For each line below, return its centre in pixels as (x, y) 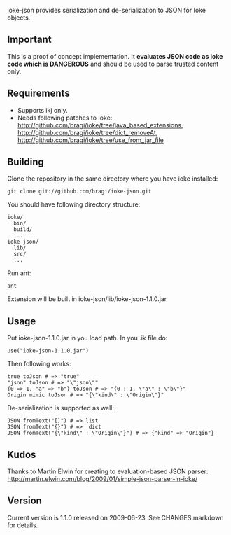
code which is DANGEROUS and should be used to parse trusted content (113, 64)
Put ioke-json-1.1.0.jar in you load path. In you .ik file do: (87, 338)
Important (29, 40)
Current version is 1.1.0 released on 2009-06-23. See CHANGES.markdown (115, 517)
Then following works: (39, 364)
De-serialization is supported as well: (61, 408)
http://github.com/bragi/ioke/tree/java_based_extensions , (100, 125)
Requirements (38, 93)
